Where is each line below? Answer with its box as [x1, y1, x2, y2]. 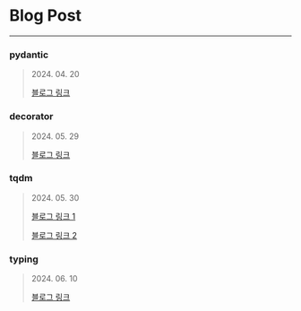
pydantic [9, 48, 49, 61]
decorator [9, 110, 54, 123]
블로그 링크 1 [30, 211, 76, 221]
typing [9, 253, 39, 265]
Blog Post [9, 5, 82, 26]
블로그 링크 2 [30, 229, 78, 240]
